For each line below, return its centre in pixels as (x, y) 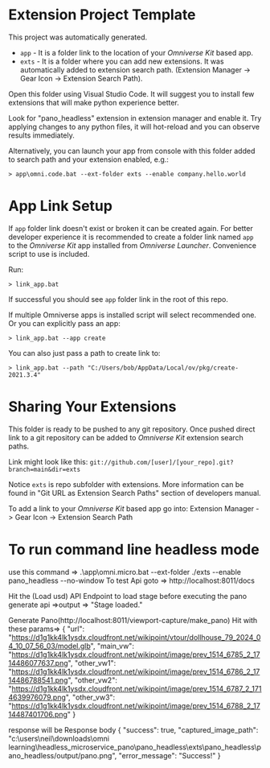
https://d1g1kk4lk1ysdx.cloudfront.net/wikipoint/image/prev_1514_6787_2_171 (137, 688)
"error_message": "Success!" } (170, 755)
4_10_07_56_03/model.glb (49, 646)
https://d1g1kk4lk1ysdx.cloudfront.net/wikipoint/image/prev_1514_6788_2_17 (136, 705)
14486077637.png (38, 663)
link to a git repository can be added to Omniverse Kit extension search (126, 437)
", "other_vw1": (92, 663)
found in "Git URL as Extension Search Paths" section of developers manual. (135, 493)
